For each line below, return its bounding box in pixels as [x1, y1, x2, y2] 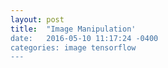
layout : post [10, 14, 65, 25]
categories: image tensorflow [10, 42, 137, 53]
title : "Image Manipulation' [10, 24, 137, 34]
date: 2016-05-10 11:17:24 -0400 [10, 33, 159, 43]
